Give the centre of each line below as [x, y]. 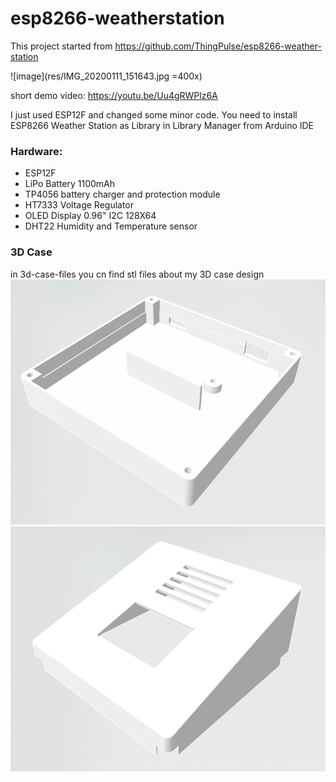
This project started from [61, 46]
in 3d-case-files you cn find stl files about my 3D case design [137, 274]
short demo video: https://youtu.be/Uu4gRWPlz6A [114, 95]
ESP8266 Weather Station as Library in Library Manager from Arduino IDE [162, 125]
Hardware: [36, 151]
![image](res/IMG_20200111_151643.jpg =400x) [106, 76]
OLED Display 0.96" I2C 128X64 [90, 216]
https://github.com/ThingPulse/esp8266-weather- [218, 46]
